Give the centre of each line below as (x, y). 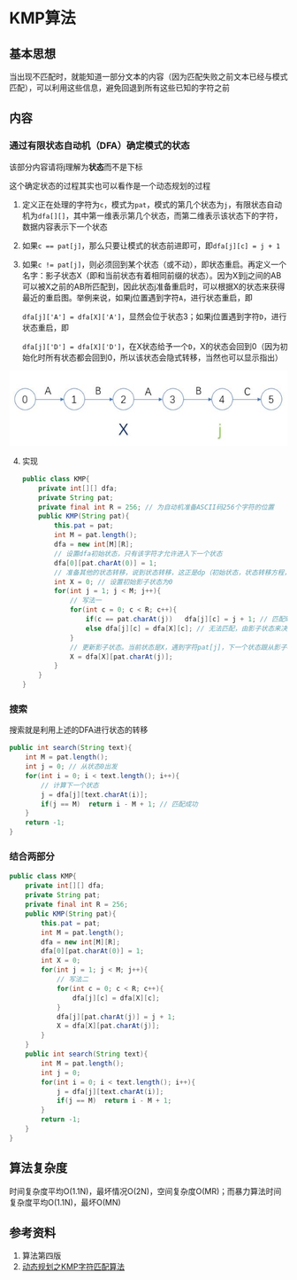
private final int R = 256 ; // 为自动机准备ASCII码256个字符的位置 (156, 507)
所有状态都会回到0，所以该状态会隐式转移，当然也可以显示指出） (164, 357)
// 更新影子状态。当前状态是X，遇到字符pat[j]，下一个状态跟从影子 (178, 647)
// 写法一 (85, 601)
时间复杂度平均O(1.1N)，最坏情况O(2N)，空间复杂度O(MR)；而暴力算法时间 (145, 1191)
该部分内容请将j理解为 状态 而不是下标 (76, 167)
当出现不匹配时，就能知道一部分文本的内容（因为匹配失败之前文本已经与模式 (148, 77)
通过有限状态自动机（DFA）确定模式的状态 (99, 145)
